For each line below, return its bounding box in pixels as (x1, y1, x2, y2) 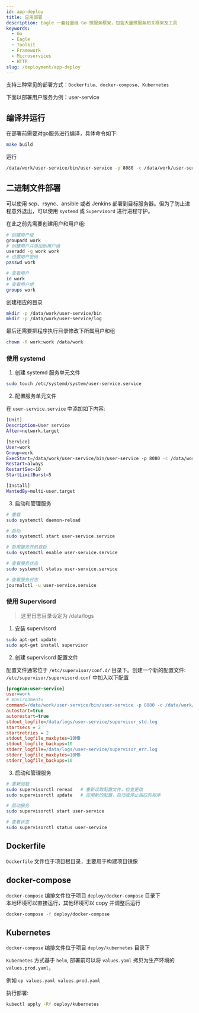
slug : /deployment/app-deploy (6, 64, 81, 70)
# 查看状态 (6, 819, 30, 825)
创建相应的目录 (6, 298, 43, 305)
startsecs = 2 (6, 724, 41, 730)
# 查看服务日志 (6, 577, 38, 583)
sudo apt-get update (6, 636, 57, 643)
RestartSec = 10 (6, 467, 41, 473)
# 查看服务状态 (6, 561, 38, 567)
